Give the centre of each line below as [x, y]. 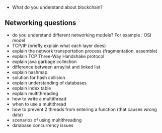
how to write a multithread [39, 98]
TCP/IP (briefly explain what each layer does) [59, 45]
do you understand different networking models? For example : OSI [82, 35]
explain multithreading [35, 93]
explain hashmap [30, 72]
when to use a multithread [39, 104]
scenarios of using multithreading [47, 120]
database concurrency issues [43, 125]
